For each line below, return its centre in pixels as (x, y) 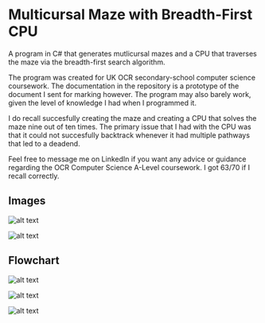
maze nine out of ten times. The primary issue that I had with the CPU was (130, 126)
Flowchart (34, 261)
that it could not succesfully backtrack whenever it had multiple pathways (129, 135)
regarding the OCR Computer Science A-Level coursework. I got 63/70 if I (129, 167)
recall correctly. (34, 176)
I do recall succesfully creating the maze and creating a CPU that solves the (132, 118)
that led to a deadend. (45, 143)
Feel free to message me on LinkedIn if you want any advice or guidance (127, 159)
